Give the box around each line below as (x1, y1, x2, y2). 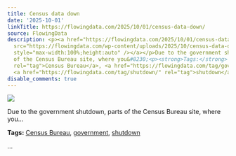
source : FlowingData (7, 29, 68, 37)
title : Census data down (7, 10, 80, 17)
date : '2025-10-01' (7, 17, 65, 24)
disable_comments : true (7, 75, 77, 83)
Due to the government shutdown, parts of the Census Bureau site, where (7, 108, 221, 116)
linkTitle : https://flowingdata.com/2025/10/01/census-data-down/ (7, 23, 206, 30)
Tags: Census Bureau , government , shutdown (7, 129, 140, 137)
